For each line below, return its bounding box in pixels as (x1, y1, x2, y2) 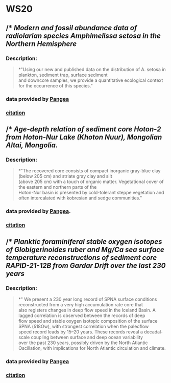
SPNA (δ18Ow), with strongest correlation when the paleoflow (18, 323, 149, 329)
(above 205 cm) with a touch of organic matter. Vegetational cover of (18, 178, 164, 185)
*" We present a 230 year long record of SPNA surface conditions (18, 296, 157, 302)
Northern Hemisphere (6, 39, 77, 48)
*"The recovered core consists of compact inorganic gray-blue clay (18, 168, 161, 174)
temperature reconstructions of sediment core (6, 253, 157, 262)
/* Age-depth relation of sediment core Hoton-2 (6, 125, 161, 133)
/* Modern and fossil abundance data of (6, 24, 137, 32)
